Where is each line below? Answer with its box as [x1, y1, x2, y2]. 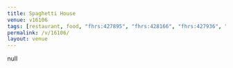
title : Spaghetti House [7, 10, 76, 17]
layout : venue [7, 36, 49, 43]
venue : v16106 [7, 16, 49, 23]
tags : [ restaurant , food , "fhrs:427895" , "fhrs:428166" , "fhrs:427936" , [7, 23, 222, 30]
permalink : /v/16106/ [7, 29, 70, 36]
